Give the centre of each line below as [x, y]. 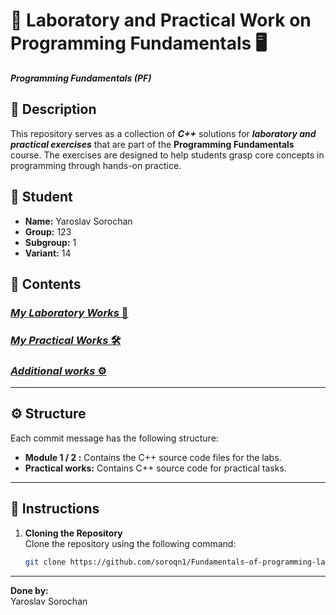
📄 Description [53, 109]
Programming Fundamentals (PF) [81, 78]
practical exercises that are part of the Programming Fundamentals [152, 144]
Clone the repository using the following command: [130, 543]
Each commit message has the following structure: [114, 438]
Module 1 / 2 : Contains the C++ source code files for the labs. [153, 457]
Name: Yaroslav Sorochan [78, 221]
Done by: [29, 590]
